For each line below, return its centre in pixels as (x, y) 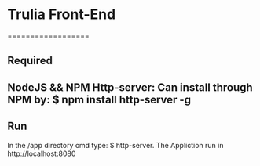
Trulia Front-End (62, 14)
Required (30, 61)
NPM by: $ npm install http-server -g (99, 99)
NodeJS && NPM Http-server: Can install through (130, 87)
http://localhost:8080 (42, 153)
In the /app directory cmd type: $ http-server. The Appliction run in (115, 145)
